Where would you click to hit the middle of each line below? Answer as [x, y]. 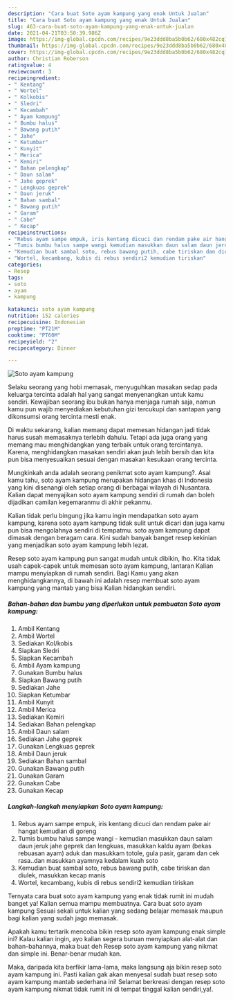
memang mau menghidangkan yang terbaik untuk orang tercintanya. [105, 445]
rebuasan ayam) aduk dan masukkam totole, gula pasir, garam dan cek [119, 853]
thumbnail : [24, 46]
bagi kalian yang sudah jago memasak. [63, 918]
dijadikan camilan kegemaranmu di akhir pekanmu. [80, 502]
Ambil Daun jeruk [43, 754]
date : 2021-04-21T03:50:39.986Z [54, 33]
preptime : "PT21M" [34, 329]
